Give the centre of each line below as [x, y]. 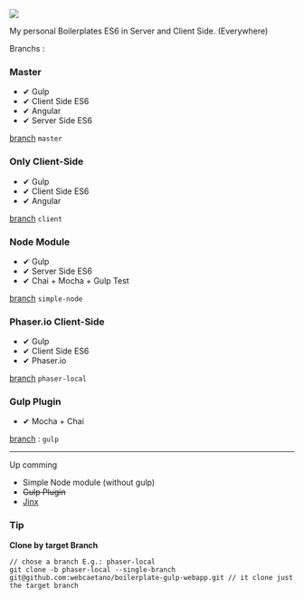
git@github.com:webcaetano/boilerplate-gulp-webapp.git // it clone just [152, 577]
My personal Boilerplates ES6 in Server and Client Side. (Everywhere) [139, 31]
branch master [36, 138]
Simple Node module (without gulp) [89, 483]
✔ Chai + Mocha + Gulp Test [76, 280]
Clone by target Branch [54, 545]
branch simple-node [46, 298]
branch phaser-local [48, 378]
